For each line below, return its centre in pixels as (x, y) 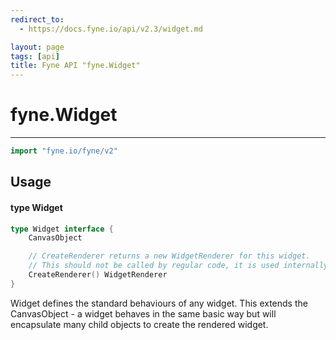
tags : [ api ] (35, 56)
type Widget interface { (62, 229)
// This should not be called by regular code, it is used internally (178, 266)
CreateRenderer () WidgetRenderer (98, 275)
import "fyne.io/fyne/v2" (64, 151)
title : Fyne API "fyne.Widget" (75, 66)
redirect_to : (37, 19)
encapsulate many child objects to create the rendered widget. (139, 324)
